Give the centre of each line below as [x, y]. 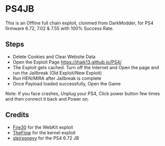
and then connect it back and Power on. [47, 99]
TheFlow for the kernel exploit [44, 132]
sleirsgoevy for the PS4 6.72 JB [46, 138]
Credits [17, 115]
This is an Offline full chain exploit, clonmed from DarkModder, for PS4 [79, 23]
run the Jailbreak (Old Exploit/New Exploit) [57, 73]
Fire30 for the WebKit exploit [43, 127]
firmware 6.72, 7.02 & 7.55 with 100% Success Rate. [60, 28]
